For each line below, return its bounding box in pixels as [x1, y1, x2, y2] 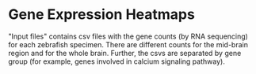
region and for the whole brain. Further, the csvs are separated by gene [8, 48, 242, 57]
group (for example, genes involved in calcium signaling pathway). [8, 57, 226, 66]
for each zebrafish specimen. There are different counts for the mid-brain [8, 39, 248, 49]
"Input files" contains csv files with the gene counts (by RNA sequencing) [8, 31, 248, 41]
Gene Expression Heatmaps [8, 6, 196, 24]
